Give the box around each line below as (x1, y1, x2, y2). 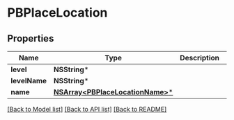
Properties (7, 33, 54, 44)
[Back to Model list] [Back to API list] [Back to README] (7, 105, 167, 113)
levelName (10, 76, 47, 85)
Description (180, 53, 220, 62)
